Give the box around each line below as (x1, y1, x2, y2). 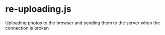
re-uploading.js (5, 3, 71, 15)
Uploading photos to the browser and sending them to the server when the (5, 20, 160, 26)
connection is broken (5, 25, 49, 31)
